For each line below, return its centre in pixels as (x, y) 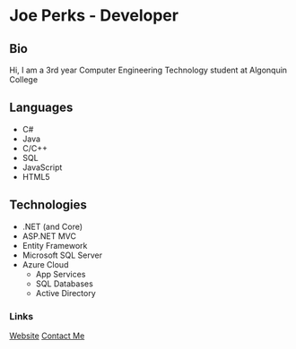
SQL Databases (65, 284)
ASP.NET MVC (49, 236)
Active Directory (65, 293)
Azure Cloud (45, 264)
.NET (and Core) (52, 226)
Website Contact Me (47, 336)
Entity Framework (55, 245)
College (24, 80)
